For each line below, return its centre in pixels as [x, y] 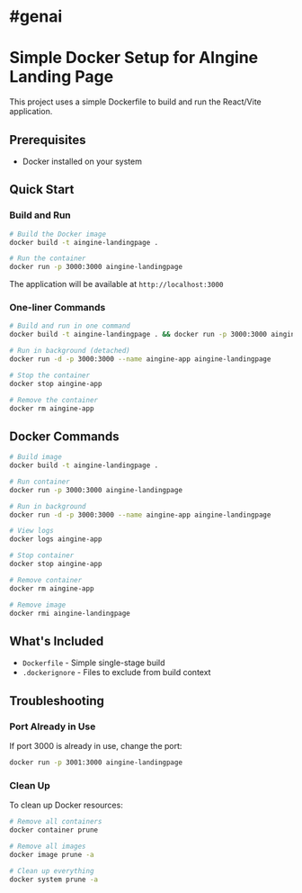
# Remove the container [54, 400]
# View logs [31, 531]
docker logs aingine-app [56, 539]
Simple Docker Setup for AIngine [134, 58]
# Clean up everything [52, 870]
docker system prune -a [54, 879]
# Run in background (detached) [70, 351]
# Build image [36, 457]
